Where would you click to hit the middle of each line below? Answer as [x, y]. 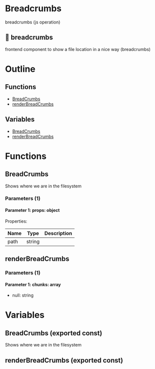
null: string [23, 295]
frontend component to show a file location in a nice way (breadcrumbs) [78, 49]
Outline [20, 69]
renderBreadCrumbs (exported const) [64, 360]
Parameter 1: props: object [33, 210]
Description [58, 233]
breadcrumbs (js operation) [33, 22]
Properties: [16, 221]
